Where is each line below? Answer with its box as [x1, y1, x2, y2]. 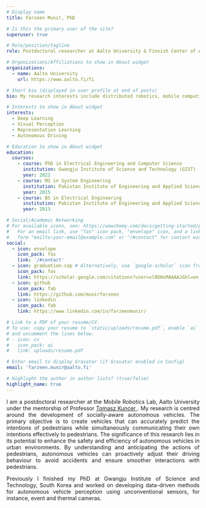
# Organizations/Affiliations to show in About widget [6, 59, 150, 65]
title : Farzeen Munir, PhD [6, 15, 75, 21]
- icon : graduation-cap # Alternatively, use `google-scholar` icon [12, 263, 191, 269]
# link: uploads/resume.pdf [6, 348, 84, 354]
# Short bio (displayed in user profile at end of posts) [6, 87, 158, 94]
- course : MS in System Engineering [17, 177, 112, 184]
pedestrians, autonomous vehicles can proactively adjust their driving [6, 450, 200, 457]
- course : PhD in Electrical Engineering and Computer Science [17, 160, 183, 167]
